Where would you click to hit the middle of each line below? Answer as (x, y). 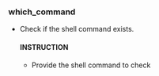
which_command (42, 12)
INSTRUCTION (44, 47)
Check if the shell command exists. (77, 29)
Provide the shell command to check (91, 65)
